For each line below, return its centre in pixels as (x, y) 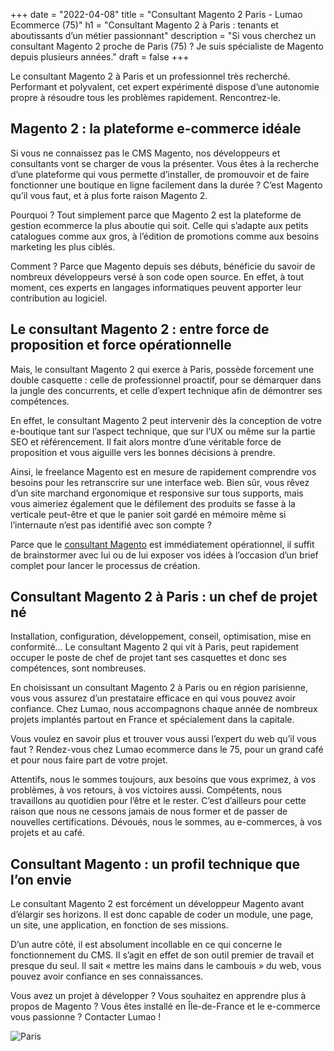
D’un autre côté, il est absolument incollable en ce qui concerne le (146, 945)
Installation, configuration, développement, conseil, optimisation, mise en (161, 636)
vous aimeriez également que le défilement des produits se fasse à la (153, 503)
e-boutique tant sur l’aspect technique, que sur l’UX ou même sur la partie (163, 431)
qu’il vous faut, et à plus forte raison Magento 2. (109, 195)
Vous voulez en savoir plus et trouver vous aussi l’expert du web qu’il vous (163, 739)
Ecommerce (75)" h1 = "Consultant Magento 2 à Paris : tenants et (144, 25)
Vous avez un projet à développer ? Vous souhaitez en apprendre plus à (158, 996)
